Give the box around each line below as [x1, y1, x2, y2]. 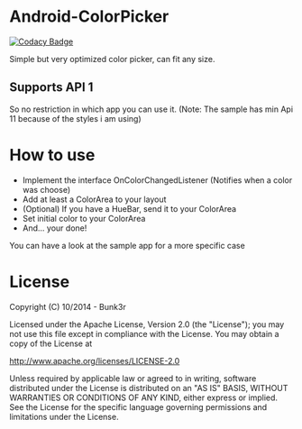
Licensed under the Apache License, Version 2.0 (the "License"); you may [9, 318, 285, 330]
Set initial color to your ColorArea [22, 213, 146, 224]
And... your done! [22, 223, 87, 233]
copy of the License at [9, 338, 93, 349]
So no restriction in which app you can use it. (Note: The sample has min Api [9, 104, 294, 114]
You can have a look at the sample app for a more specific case [9, 240, 245, 251]
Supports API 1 [9, 79, 94, 96]
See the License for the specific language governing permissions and [9, 401, 268, 412]
